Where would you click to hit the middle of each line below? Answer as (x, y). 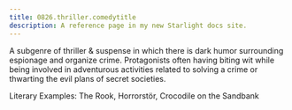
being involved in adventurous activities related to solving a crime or (134, 69)
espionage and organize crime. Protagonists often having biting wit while (142, 60)
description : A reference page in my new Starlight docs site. (128, 26)
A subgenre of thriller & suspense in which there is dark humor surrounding (146, 50)
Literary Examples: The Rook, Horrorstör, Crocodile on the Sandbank (134, 95)
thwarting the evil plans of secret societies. (88, 78)
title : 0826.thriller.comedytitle (73, 17)
